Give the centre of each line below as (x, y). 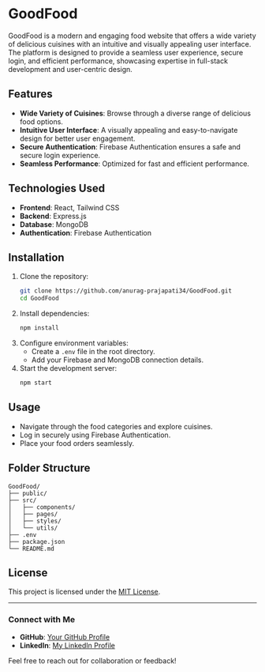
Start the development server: (68, 368)
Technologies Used (56, 189)
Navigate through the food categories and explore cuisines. (116, 426)
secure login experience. (60, 155)
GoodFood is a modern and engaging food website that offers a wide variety (132, 36)
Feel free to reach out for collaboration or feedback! (92, 660)
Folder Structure (49, 468)
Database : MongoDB (54, 224)
